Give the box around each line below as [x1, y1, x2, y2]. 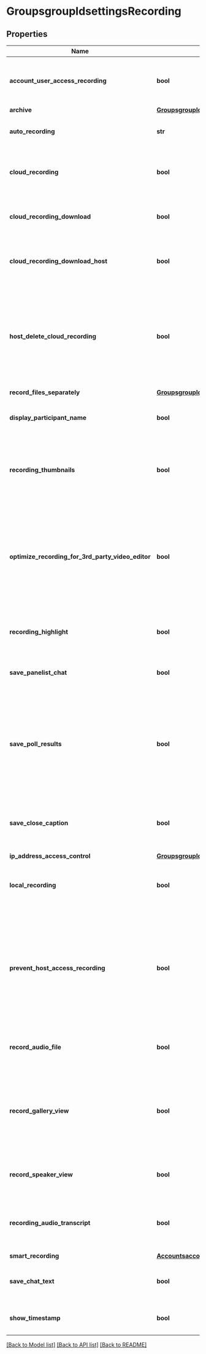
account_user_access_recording [9, 77, 107, 85]
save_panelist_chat [9, 668, 67, 677]
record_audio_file [9, 1043, 61, 1051]
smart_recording [9, 1251, 59, 1260]
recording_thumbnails [9, 465, 75, 474]
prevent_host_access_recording [9, 964, 105, 972]
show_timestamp [9, 1314, 61, 1322]
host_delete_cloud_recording [9, 332, 97, 340]
